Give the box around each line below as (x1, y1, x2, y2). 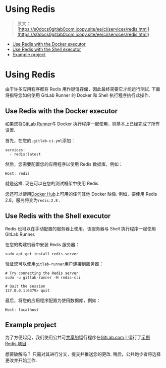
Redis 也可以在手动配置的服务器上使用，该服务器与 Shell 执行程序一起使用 (5, 225, 156, 231)
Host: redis (5, 171, 30, 176)
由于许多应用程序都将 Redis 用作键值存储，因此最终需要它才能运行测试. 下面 (5, 86, 161, 92)
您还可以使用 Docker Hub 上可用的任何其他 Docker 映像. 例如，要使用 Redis (5, 191, 157, 197)
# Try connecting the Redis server (5, 271, 79, 276)
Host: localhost (5, 307, 39, 312)
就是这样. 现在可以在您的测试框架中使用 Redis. (5, 180, 100, 186)
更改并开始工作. (5, 358, 37, 364)
